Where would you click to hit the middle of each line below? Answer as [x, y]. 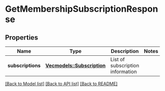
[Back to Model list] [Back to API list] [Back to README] [61, 84]
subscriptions [24, 66]
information [124, 72]
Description [125, 51]
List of [118, 59]
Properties [22, 37]
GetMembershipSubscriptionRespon [82, 9]
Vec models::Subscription [76, 66]
